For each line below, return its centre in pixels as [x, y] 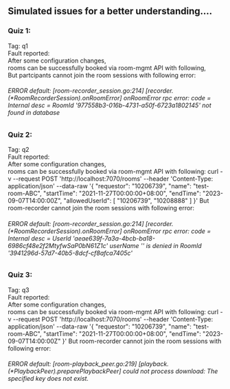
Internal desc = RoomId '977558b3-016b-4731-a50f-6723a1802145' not [110, 105]
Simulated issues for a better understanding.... [110, 11]
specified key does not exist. [48, 379]
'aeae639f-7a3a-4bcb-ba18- [114, 238]
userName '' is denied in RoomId [156, 245]
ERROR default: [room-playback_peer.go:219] [72, 364]
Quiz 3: [20, 275]
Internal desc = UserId [39, 238]
